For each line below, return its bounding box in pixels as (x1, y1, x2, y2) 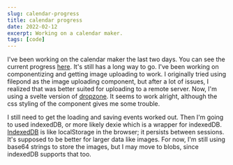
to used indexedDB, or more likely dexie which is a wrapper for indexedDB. (7, 120, 222, 129)
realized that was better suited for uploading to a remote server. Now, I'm (7, 85, 218, 93)
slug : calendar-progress (7, 10, 80, 17)
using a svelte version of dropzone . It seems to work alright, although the (7, 92, 218, 101)
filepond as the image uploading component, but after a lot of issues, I (7, 77, 209, 86)
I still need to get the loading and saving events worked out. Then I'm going (7, 113, 224, 122)
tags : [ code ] (7, 36, 45, 43)
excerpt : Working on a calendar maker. (7, 29, 123, 37)
